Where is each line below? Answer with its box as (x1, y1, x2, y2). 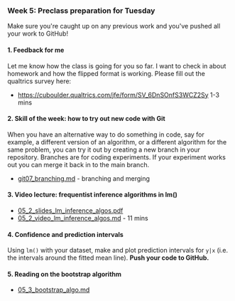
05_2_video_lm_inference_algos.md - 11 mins (17, 213, 148, 222)
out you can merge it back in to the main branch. (7, 160, 150, 169)
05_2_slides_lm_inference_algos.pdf (17, 206, 124, 215)
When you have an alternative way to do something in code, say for (7, 130, 204, 139)
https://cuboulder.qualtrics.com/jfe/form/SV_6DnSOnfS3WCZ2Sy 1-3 (17, 90, 220, 99)
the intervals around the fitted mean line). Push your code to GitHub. (7, 253, 209, 262)
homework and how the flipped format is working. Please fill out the (7, 69, 206, 78)
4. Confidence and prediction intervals (7, 230, 124, 238)
